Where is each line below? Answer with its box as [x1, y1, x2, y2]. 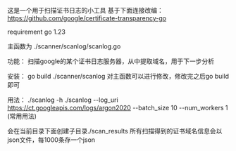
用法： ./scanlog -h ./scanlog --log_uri [7, 96, 118, 104]
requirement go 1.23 [7, 27, 66, 36]
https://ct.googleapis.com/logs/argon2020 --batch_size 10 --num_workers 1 [7, 104, 228, 112]
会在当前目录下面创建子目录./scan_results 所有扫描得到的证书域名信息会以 [7, 127, 223, 135]
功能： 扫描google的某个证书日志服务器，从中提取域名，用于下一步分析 [7, 57, 215, 65]
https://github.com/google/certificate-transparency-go [7, 14, 167, 22]
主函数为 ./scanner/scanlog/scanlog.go [7, 42, 121, 51]
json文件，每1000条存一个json [7, 136, 96, 144]
